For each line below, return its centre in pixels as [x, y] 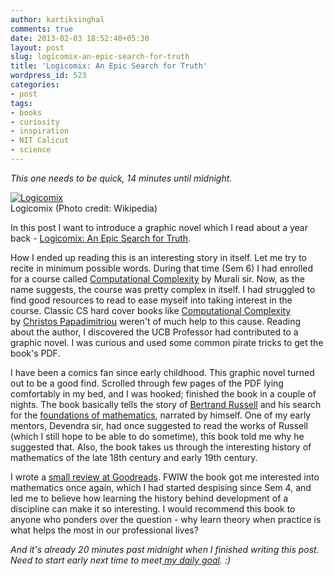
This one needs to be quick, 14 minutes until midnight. [121, 178]
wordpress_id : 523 [48, 76]
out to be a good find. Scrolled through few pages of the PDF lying [147, 383]
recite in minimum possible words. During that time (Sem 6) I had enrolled [162, 268]
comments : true [42, 29]
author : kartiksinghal [57, 19]
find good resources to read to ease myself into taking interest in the [151, 300]
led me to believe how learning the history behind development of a [149, 498]
